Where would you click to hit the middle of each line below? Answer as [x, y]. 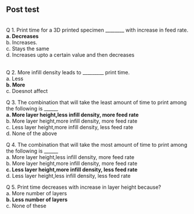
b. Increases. [22, 42]
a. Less [15, 78]
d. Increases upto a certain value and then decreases [70, 54]
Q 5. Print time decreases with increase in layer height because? [84, 187]
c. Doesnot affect [27, 91]
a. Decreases [23, 36]
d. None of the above [32, 133]
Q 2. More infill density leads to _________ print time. [68, 72]
